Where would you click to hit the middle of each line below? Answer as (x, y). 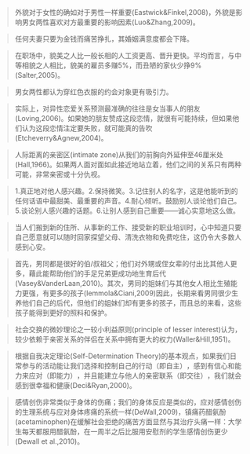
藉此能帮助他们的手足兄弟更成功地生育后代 (97, 273)
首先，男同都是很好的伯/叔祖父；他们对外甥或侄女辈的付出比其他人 (122, 264)
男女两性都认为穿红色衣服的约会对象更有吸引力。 (94, 92)
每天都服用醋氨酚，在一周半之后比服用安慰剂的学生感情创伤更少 (125, 432)
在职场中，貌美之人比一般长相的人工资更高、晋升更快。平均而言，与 (125, 55)
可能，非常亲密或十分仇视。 (60, 174)
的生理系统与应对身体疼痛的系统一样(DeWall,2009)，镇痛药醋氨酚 (120, 412)
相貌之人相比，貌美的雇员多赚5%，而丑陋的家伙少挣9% (112, 65)
